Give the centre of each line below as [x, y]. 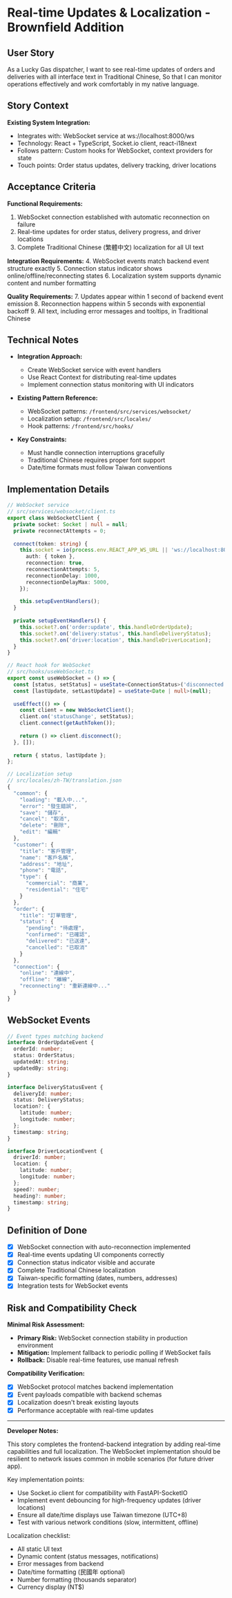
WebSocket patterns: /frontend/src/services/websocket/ [109, 412]
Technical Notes [43, 340]
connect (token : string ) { [51, 543]
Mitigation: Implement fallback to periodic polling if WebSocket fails [114, 1353]
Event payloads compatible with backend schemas [89, 1395]
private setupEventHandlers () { [60, 621]
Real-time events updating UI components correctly [90, 1255]
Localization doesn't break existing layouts [78, 1403]
